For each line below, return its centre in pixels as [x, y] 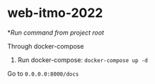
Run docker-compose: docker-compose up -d [83, 60]
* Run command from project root [56, 32]
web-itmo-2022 [55, 13]
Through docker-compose [46, 46]
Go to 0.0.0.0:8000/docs [43, 73]
